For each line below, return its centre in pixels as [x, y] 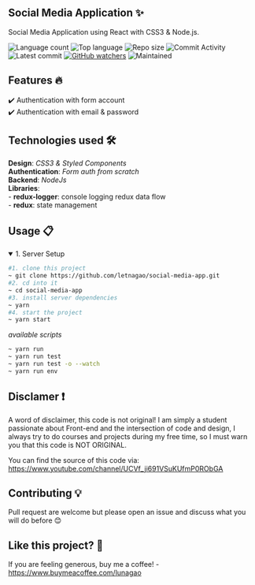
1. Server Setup [40, 254]
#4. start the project [45, 312]
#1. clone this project [47, 268]
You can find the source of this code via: [74, 460]
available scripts [35, 335]
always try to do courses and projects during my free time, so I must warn [128, 436]
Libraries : [24, 188]
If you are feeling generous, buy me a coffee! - [84, 565]
